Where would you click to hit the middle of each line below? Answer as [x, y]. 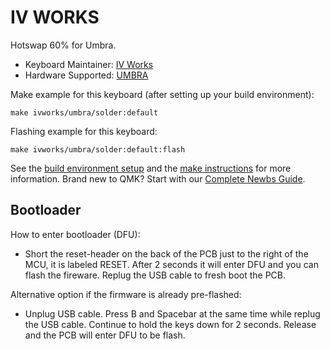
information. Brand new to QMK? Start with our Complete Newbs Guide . [158, 178]
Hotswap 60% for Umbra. [63, 45]
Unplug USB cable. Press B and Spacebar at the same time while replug [172, 313]
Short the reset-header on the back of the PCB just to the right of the [166, 253]
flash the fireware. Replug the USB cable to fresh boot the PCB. [155, 275]
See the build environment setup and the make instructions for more [151, 168]
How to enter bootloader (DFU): [75, 234]
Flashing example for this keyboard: [84, 131]
